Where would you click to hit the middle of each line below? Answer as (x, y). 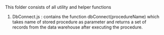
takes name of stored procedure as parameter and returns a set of (79, 22)
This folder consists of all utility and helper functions (58, 7)
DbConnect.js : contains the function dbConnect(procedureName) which (86, 17)
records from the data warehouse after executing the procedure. (77, 27)
